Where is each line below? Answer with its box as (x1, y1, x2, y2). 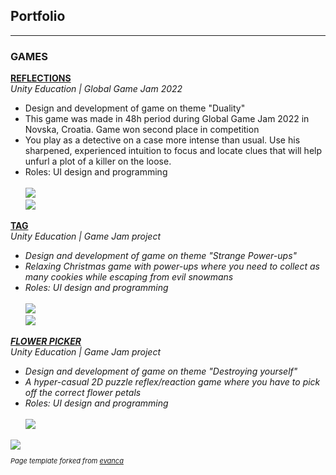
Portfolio (10, 8, 66, 25)
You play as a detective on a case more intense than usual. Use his (24, 134, 301, 146)
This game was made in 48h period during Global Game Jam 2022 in (24, 113, 310, 125)
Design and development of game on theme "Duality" (24, 102, 246, 114)
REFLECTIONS (10, 72, 72, 84)
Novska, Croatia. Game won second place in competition (24, 124, 260, 136)
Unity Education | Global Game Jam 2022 (10, 83, 183, 95)
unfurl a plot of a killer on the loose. (24, 155, 172, 168)
